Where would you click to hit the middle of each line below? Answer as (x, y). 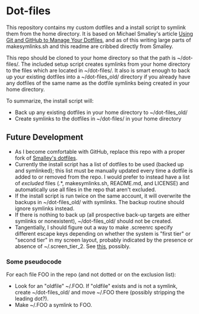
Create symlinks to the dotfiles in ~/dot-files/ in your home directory (98, 118)
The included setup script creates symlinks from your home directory (105, 64)
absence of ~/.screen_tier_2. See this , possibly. (72, 246)
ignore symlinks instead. (45, 208)
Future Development (45, 137)
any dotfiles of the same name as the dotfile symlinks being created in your (98, 83)
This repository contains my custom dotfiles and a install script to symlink (96, 27)
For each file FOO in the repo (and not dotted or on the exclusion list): (91, 275)
